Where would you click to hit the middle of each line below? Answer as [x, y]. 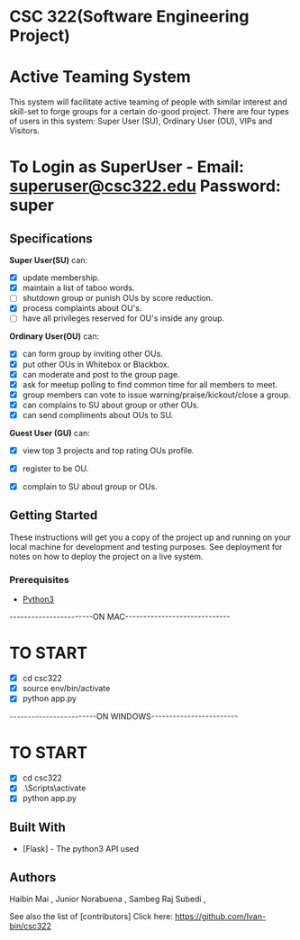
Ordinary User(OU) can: [55, 336]
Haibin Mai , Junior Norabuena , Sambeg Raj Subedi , [108, 899]
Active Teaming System [100, 77]
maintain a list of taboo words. [78, 288]
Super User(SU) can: [49, 260]
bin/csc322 [31, 926]
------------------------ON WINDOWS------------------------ [124, 716]
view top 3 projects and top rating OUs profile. [109, 450]
